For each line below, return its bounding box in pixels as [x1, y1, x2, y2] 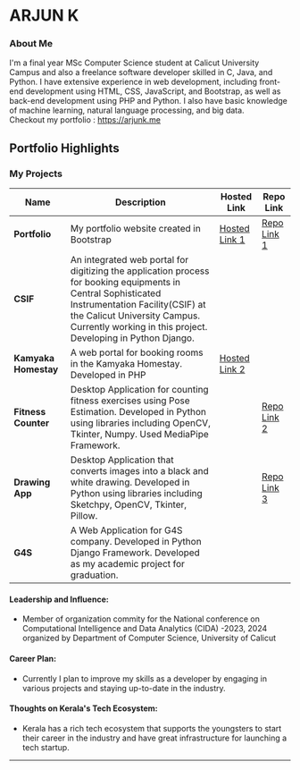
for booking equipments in [70, 276, 181, 289]
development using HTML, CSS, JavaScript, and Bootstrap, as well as [25, 86, 281, 97]
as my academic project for [70, 558, 186, 571]
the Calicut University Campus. [70, 309, 201, 322]
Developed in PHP [70, 368, 146, 381]
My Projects [9, 167, 62, 180]
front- [258, 77, 281, 88]
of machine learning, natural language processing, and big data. [9, 105, 245, 116]
